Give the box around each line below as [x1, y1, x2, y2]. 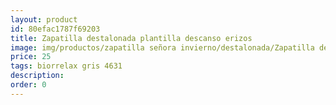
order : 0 [10, 80, 47, 90]
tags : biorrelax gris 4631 [10, 61, 123, 71]
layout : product [10, 14, 78, 25]
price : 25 [10, 52, 52, 62]
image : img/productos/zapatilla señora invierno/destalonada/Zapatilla [10, 42, 315, 53]
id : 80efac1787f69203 [10, 24, 101, 34]
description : [10, 71, 65, 81]
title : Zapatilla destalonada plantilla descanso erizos [10, 33, 253, 43]
